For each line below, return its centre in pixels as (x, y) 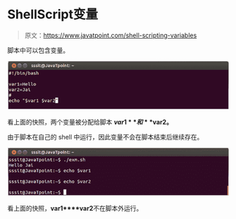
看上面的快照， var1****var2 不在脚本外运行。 (75, 208)
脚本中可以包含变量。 (38, 50)
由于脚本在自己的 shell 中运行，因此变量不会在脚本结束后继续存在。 (105, 137)
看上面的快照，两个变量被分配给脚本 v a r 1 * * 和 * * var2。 (90, 122)
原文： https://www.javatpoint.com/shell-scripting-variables (111, 35)
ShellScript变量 (53, 14)
